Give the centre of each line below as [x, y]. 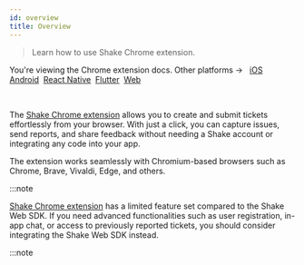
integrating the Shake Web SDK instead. [84, 235]
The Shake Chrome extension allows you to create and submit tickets [139, 114]
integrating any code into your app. [75, 143]
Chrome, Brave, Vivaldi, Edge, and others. [88, 171]
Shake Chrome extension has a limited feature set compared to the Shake [147, 206]
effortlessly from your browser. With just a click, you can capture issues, [144, 124]
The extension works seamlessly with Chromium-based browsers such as [147, 161]
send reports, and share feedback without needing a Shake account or [142, 133]
